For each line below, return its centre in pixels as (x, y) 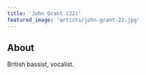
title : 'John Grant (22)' (44, 13)
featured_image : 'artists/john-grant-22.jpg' (73, 20)
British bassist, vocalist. (41, 64)
